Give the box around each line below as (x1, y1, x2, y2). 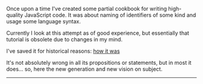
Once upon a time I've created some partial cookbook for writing (6, 5, 167, 12)
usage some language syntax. (6, 18, 82, 25)
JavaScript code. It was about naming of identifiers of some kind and (24, 11, 196, 19)
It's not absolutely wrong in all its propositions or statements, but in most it (6, 59, 192, 66)
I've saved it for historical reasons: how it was (6, 47, 120, 55)
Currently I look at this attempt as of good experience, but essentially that (6, 29, 189, 37)
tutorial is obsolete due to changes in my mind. (6, 36, 123, 43)
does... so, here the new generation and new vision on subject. (6, 65, 163, 73)
